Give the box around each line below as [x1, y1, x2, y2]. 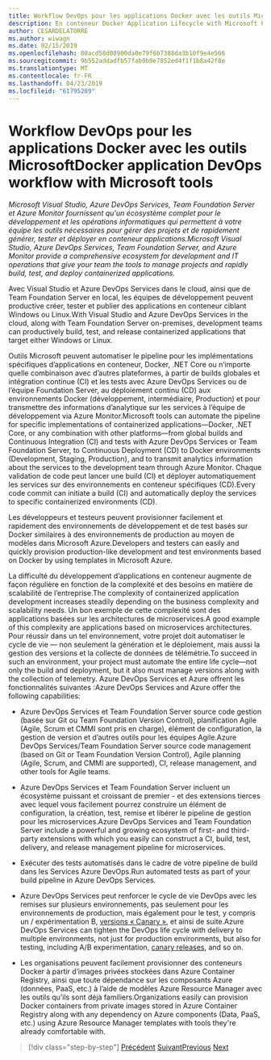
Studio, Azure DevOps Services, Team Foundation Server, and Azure [8, 243, 237, 253]
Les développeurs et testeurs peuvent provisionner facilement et [8, 513, 223, 522]
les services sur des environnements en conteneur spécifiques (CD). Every [8, 480, 256, 489]
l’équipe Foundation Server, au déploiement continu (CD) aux [8, 385, 211, 396]
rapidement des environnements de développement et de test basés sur [8, 522, 248, 531]
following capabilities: [8, 691, 81, 701]
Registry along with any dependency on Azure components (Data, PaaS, [19, 1010, 261, 1020]
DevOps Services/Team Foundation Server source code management [19, 741, 252, 751]
